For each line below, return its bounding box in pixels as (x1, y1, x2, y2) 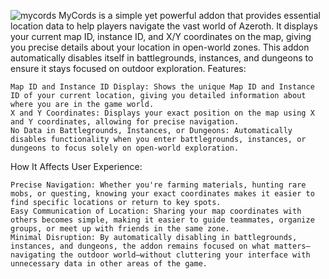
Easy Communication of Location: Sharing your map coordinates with (10, 206, 302, 216)
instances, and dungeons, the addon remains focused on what (10, 241, 271, 251)
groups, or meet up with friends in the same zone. (10, 224, 230, 234)
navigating (10, 250, 56, 260)
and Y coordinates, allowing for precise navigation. (10, 117, 240, 127)
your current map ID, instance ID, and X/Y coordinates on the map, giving (10, 31, 312, 42)
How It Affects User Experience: (10, 161, 143, 172)
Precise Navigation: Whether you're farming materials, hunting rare (10, 180, 307, 190)
